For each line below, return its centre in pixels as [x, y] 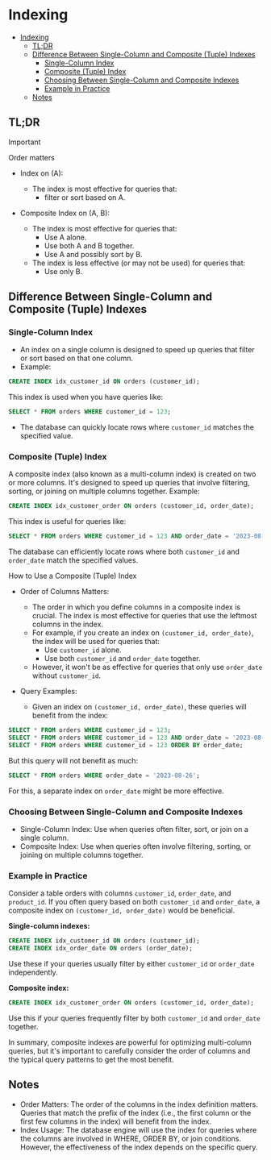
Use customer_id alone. [83, 650]
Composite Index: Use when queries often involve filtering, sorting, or [135, 846]
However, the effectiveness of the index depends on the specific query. [139, 1147]
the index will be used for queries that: [96, 642]
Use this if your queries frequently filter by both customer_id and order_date [134, 1018]
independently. [33, 972]
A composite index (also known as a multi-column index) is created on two [132, 474]
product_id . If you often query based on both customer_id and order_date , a [134, 902]
